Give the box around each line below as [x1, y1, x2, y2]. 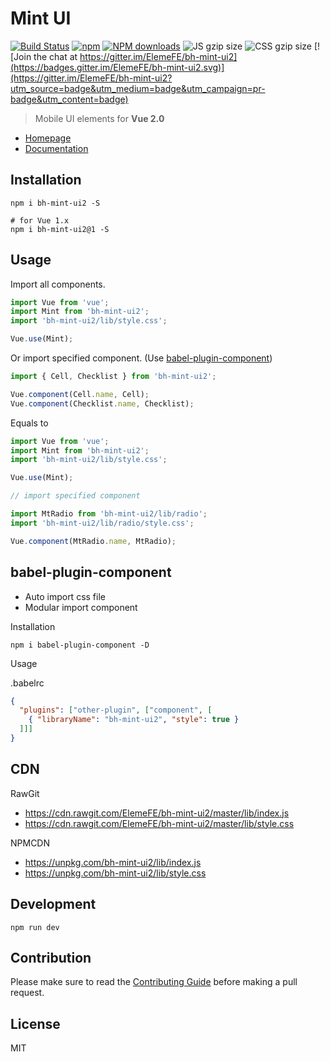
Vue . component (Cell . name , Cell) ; [10, 389, 150, 399]
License [10, 1015, 61, 1032]
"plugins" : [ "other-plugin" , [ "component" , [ [19, 705, 213, 716]
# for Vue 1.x [10, 215, 70, 226]
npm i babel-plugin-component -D [10, 640, 150, 650]
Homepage [24, 132, 72, 144]
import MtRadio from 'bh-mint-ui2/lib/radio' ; [10, 509, 208, 519]
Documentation [24, 142, 89, 154]
